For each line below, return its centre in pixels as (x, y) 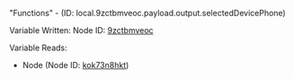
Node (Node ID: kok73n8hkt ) (76, 65)
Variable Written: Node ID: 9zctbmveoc (82, 30)
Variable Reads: (38, 48)
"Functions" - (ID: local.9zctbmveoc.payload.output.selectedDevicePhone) (147, 13)
